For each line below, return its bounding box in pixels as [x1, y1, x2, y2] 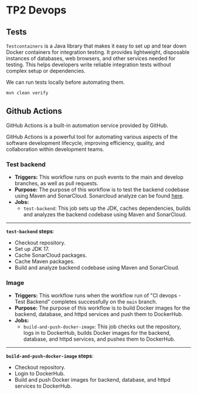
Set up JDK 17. [14, 245, 50, 252]
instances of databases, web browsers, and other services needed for [6, 55, 176, 62]
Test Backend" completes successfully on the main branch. [14, 298, 157, 305]
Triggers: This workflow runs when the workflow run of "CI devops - [14, 292, 181, 299]
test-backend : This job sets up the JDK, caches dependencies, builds [23, 205, 191, 212]
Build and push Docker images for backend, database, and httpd [14, 376, 171, 383]
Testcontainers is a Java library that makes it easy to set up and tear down [6, 42, 186, 49]
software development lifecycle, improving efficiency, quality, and [6, 139, 165, 147]
